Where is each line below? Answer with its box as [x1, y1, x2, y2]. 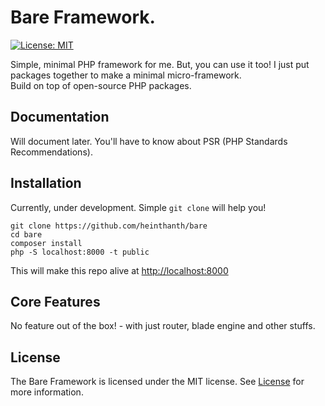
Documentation [10, 109, 110, 126]
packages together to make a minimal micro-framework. [10, 69, 242, 81]
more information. [10, 386, 84, 398]
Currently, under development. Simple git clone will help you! [10, 201, 267, 213]
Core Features [10, 293, 101, 310]
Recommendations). [10, 146, 93, 158]
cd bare [10, 229, 43, 240]
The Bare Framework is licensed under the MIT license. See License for [10, 376, 305, 388]
